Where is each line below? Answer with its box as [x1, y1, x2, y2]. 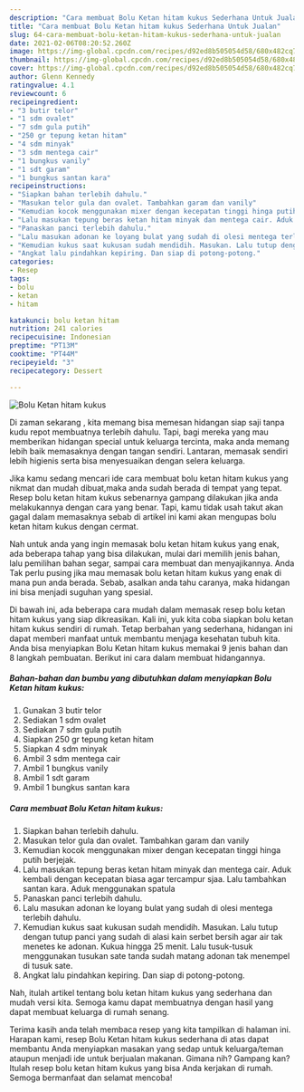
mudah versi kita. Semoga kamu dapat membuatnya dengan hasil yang [9, 997, 274, 1008]
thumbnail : [9, 55, 51, 64]
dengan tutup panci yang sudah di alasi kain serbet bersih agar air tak [22, 932, 283, 943]
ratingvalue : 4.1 [9, 81, 75, 90]
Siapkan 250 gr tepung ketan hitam [22, 734, 154, 745]
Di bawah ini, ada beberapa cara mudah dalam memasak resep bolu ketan [9, 604, 286, 615]
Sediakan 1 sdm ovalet [22, 714, 107, 725]
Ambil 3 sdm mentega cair [22, 753, 121, 764]
